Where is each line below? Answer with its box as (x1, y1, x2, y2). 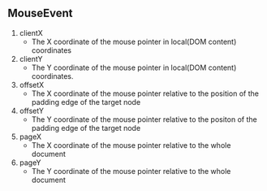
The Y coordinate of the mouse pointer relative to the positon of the (31, 114, 257, 124)
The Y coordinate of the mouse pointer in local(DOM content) (31, 63, 237, 72)
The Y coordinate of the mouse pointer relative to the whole (31, 166, 231, 176)
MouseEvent (7, 7, 74, 20)
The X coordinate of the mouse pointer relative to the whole (31, 140, 231, 150)
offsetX (19, 80, 45, 89)
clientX (19, 28, 44, 37)
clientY (19, 54, 43, 63)
